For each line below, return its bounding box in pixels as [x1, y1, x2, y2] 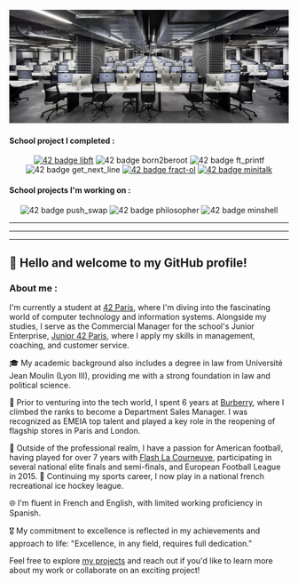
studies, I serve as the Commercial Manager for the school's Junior [9, 321, 255, 332]
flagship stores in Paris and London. [9, 426, 141, 436]
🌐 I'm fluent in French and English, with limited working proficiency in [9, 498, 263, 508]
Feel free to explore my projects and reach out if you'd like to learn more [9, 556, 273, 566]
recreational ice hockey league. [9, 481, 124, 492]
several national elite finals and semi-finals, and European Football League [9, 461, 281, 472]
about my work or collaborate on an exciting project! [9, 565, 200, 576]
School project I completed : [9, 135, 115, 146]
